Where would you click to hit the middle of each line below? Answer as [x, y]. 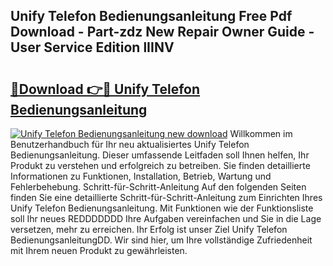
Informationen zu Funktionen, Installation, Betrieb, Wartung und [141, 176]
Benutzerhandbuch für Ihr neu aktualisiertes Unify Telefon [130, 144]
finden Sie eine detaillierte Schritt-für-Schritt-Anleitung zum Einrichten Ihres [166, 197]
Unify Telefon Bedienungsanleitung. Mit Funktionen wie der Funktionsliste [162, 208]
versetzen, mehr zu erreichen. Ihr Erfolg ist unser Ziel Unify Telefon [149, 229]
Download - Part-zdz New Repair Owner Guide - [162, 32]
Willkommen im [261, 133]
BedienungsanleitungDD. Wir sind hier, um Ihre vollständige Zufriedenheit [161, 240]
